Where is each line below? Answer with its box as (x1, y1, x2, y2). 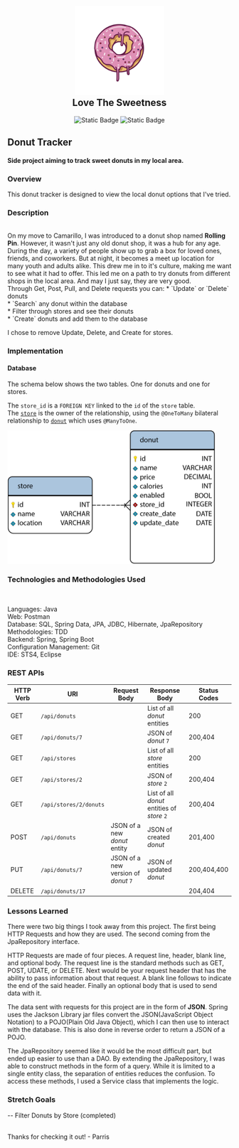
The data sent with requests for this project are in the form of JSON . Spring (7, 1003, 228, 1011)
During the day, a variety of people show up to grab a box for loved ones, (7, 247, 222, 255)
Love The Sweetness (72, 97, 167, 109)
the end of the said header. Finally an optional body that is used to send (7, 982, 218, 990)
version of (110, 869, 140, 878)
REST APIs (7, 668, 45, 678)
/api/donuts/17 (40, 888, 86, 895)
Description (7, 208, 49, 218)
